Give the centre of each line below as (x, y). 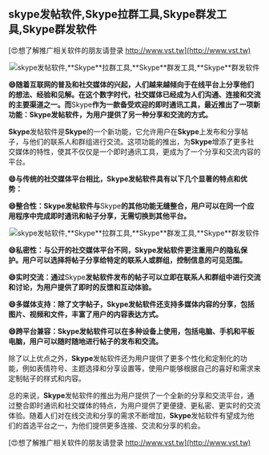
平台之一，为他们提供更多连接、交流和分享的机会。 (120, 425)
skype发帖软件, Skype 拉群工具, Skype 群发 (112, 14)
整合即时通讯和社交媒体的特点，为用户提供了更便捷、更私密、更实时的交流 (138, 405)
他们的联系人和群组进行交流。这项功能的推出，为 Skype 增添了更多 (138, 141)
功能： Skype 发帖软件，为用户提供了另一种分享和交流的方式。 (110, 114)
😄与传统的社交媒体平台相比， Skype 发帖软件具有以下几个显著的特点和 (124, 178)
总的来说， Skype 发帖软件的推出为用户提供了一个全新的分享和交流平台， (128, 395)
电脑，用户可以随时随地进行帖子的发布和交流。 (85, 341)
